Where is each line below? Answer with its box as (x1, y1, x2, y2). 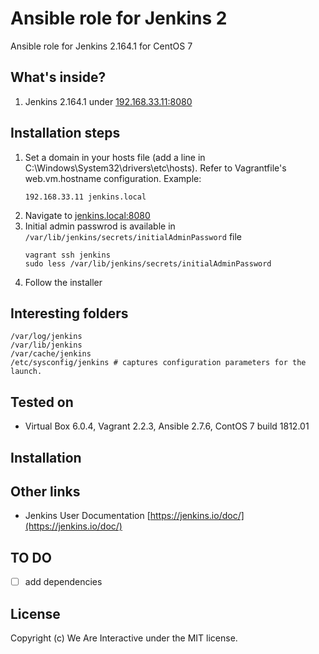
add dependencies (24, 576, 103, 588)
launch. (10, 367, 43, 377)
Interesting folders (10, 305, 129, 322)
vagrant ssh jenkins (24, 250, 111, 260)
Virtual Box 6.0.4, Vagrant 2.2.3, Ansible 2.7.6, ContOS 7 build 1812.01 (24, 420, 310, 432)
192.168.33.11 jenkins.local (24, 192, 147, 202)
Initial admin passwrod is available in (24, 220, 176, 232)
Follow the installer (24, 276, 103, 288)
